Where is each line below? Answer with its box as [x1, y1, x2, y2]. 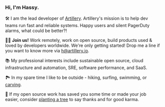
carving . [5, 82, 22, 88]
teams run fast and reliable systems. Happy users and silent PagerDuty [5, 23, 150, 29]
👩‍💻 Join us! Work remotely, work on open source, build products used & [5, 37, 152, 43]
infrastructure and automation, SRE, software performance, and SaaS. [5, 65, 147, 71]
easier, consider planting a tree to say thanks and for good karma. [5, 97, 139, 103]
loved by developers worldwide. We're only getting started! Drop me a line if [5, 42, 160, 48]
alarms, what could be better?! [5, 28, 67, 34]
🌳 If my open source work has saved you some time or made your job [5, 91, 147, 97]
